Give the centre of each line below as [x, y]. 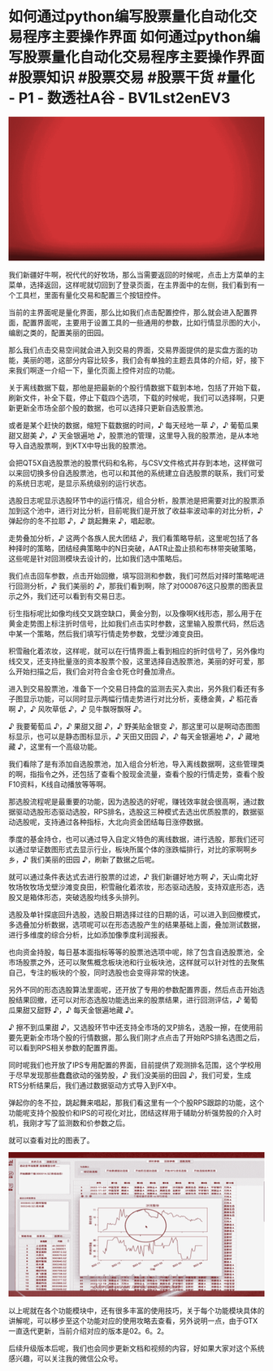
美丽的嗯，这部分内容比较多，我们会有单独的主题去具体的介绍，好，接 [140, 360]
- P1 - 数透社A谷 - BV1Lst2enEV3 [119, 98]
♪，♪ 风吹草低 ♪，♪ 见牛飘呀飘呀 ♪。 [82, 710]
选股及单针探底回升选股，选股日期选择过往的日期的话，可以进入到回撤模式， [136, 915]
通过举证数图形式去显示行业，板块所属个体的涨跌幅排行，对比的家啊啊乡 [136, 849]
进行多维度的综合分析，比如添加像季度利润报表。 [90, 935]
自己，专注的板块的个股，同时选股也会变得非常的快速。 [101, 972]
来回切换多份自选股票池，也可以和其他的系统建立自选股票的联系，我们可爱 [140, 474]
